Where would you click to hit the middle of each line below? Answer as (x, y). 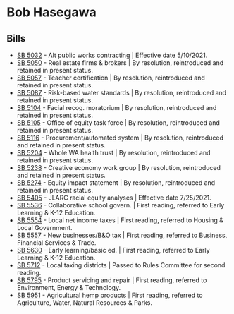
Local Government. (44, 228)
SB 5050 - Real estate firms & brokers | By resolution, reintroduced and (120, 63)
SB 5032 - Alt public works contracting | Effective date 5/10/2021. (112, 55)
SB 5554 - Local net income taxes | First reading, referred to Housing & (120, 220)
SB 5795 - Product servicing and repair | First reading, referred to (112, 280)
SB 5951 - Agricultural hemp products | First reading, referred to (110, 295)
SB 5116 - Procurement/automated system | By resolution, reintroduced (120, 138)
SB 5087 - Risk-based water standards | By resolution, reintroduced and (122, 93)
